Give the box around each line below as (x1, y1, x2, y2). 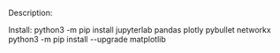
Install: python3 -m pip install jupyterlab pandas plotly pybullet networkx (8, 25, 271, 34)
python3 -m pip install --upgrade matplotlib (8, 34, 166, 44)
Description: (8, 8, 53, 18)
